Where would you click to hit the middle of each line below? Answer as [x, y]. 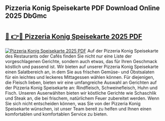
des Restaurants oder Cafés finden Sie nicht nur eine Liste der [69, 56]
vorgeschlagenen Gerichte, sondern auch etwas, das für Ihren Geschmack [81, 61]
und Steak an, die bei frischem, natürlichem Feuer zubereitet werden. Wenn [82, 98]
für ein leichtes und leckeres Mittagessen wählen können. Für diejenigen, [80, 77]
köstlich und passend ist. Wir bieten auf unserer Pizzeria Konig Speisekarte [82, 67]
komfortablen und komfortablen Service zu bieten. [56, 114]
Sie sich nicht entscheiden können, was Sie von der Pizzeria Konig [73, 103]
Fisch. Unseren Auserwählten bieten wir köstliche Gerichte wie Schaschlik [81, 93]
